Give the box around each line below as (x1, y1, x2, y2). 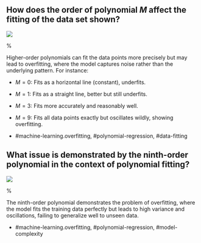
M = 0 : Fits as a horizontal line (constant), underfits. (15, 79, 146, 86)
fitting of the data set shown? (6, 15, 121, 25)
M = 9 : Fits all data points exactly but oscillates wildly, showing (15, 114, 174, 121)
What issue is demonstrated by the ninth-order (6, 150, 189, 160)
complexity (15, 230, 44, 237)
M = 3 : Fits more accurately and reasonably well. (15, 102, 138, 109)
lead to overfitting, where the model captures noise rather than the (6, 60, 174, 68)
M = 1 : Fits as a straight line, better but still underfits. (15, 90, 147, 97)
